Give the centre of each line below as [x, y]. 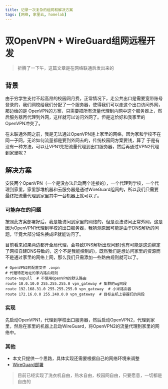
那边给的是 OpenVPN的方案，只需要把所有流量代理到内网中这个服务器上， [82, 111]
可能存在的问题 [23, 210]
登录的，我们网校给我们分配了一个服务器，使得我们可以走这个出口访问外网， [84, 105]
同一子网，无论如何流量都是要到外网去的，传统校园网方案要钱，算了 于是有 [82, 140]
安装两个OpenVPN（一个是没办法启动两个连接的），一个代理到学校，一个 [80, 183]
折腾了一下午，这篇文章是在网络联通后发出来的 [65, 68]
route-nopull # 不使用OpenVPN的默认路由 [46, 278]
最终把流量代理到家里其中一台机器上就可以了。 [53, 196]
